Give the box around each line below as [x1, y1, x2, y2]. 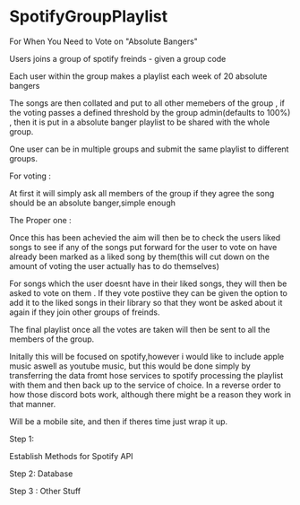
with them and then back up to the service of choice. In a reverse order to [9, 379, 281, 390]
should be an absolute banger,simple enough [9, 197, 176, 208]
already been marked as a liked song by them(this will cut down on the [9, 251, 270, 262]
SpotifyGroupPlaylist [9, 6, 168, 27]
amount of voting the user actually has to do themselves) [9, 260, 219, 271]
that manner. [9, 398, 56, 409]
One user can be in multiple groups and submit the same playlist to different [9, 144, 289, 154]
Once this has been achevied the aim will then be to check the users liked [9, 231, 281, 243]
